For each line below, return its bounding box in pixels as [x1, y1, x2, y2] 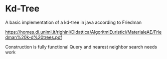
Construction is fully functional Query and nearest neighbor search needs [5, 44, 157, 50]
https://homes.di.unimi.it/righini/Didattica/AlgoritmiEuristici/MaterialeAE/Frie [5, 29, 162, 35]
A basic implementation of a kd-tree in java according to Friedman [5, 19, 142, 25]
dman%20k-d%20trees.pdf [5, 34, 63, 40]
